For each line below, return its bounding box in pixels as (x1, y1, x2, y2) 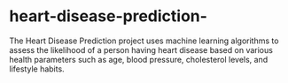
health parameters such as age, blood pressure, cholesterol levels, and (9, 54, 269, 64)
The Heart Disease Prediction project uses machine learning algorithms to (9, 35, 279, 46)
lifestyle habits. (9, 64, 65, 74)
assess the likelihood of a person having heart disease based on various (9, 44, 273, 55)
